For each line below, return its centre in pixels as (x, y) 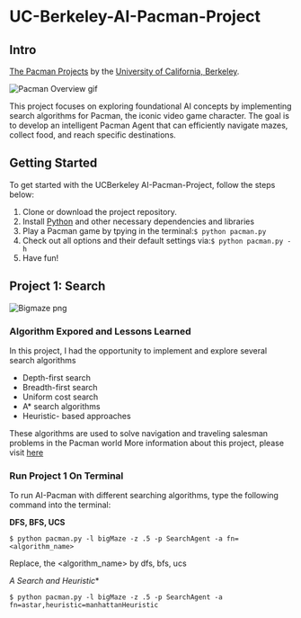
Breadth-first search (60, 387)
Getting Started (53, 163)
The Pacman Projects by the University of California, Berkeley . (124, 71)
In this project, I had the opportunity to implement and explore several (138, 350)
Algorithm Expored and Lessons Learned (100, 331)
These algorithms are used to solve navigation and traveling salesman (138, 433)
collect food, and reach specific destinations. (93, 135)
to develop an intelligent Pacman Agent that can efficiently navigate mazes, (149, 125)
